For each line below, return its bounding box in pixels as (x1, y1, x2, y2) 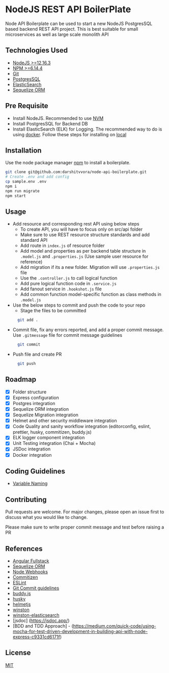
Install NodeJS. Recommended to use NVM (12, 115, 104, 121)
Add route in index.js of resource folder (20, 242, 105, 248)
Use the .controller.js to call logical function (20, 275, 118, 281)
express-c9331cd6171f (12, 634, 60, 640)
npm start (5, 193, 26, 198)
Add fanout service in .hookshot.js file (20, 286, 102, 292)
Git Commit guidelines (12, 585, 60, 591)
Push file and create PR (12, 351, 62, 358)
